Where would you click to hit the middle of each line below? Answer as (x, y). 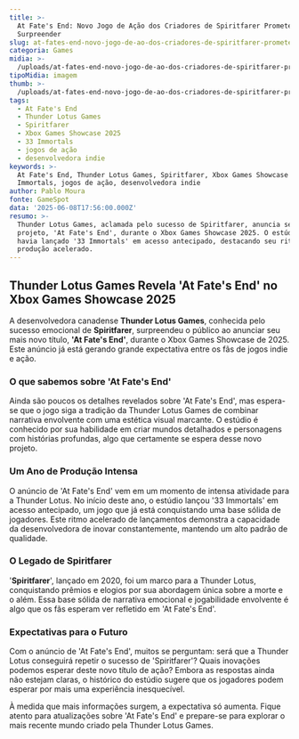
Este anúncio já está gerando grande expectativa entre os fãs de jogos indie (149, 349)
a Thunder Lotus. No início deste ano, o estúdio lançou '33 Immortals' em (144, 500)
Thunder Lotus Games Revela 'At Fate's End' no (144, 285)
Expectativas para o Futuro (69, 631)
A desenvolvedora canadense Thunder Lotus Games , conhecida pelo (137, 321)
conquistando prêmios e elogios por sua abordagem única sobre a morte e (146, 589)
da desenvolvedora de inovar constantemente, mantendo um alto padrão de (149, 528)
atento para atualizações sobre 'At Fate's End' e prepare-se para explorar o (147, 716)
